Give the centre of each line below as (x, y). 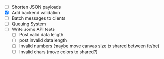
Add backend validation (36, 13)
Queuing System (29, 24)
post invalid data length (43, 40)
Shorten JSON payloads (36, 7)
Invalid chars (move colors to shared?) (58, 52)
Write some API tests (33, 29)
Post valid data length (41, 35)
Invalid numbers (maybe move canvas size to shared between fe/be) (89, 46)
